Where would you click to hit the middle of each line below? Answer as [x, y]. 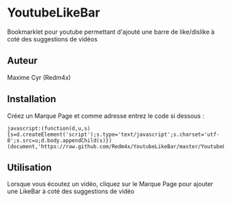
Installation [32, 99]
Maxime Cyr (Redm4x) [39, 77]
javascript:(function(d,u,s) [49, 128]
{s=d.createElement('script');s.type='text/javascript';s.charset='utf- [113, 134]
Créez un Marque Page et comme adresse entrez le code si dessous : [106, 116]
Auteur [22, 61]
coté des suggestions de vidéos [52, 39]
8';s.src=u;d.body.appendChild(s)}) [59, 140]
